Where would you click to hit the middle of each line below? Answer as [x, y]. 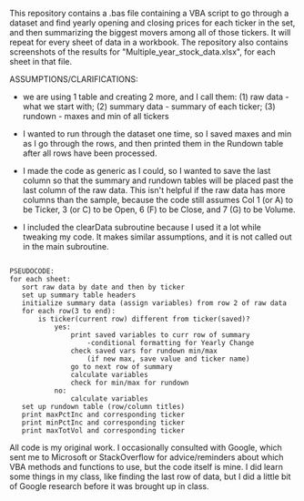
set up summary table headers [79, 295]
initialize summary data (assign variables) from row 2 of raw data [154, 303]
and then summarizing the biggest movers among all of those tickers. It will [150, 32]
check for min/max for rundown [130, 383]
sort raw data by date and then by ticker [103, 287]
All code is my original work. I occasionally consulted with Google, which [146, 447]
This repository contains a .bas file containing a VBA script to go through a [149, 13]
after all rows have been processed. [90, 153]
